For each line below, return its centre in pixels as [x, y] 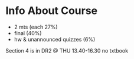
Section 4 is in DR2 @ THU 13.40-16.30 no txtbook [67, 50]
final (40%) [28, 33]
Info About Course [52, 11]
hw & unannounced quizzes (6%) [55, 39]
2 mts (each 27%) [36, 27]
